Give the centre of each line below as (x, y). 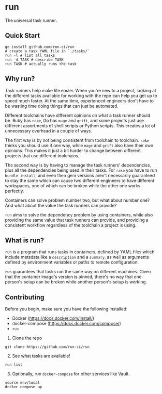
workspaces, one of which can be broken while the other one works (73, 185)
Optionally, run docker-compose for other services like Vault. (71, 374)
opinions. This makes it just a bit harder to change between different (73, 150)
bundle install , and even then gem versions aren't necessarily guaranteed (80, 175)
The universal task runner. (31, 20)
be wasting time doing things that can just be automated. (62, 106)
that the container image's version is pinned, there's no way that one (73, 277)
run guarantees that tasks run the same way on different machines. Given (78, 272)
